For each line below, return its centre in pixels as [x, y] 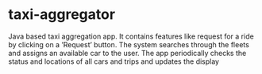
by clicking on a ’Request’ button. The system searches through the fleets [129, 44]
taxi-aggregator [62, 15]
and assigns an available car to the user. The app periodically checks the [127, 53]
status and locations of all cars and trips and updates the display [114, 61]
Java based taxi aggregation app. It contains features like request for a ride [131, 36]
